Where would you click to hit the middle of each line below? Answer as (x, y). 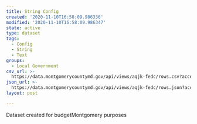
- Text (19, 55)
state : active (23, 28)
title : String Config (33, 11)
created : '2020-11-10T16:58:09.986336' (55, 17)
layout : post (22, 93)
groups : (16, 60)
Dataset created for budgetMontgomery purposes (67, 115)
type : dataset (23, 33)
